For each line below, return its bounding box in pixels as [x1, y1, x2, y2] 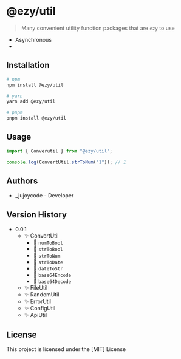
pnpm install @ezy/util [6, 115, 67, 121]
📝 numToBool [33, 239, 63, 247]
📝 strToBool [33, 245, 63, 253]
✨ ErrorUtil [24, 298, 52, 305]
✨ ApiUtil [24, 312, 47, 319]
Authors [6, 176, 38, 186]
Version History [6, 210, 67, 220]
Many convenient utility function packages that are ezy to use [21, 24, 175, 32]
